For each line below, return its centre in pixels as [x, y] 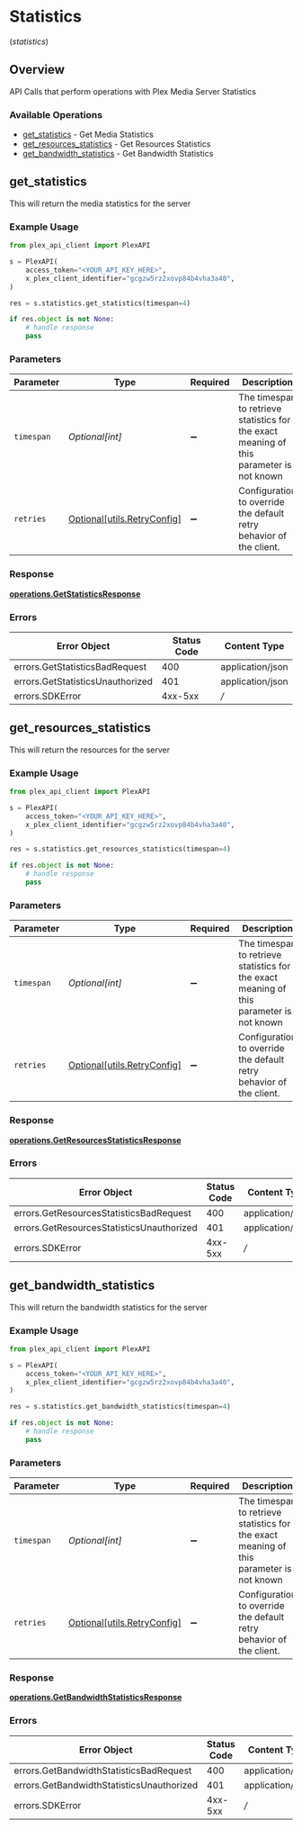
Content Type [254, 645]
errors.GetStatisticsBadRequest [80, 666]
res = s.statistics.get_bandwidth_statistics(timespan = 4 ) [120, 1407]
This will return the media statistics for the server [100, 203]
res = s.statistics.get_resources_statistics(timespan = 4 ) [120, 849]
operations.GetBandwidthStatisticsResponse [96, 1698]
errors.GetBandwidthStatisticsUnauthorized [106, 1785]
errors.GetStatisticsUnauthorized [83, 681]
